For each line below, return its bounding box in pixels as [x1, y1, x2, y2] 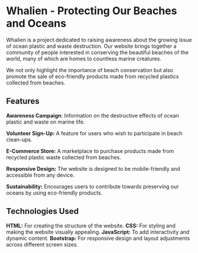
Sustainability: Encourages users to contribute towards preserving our [6, 183, 179, 190]
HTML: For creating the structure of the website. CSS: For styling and [6, 222, 176, 229]
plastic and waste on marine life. [6, 118, 85, 125]
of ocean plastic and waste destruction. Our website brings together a [6, 43, 177, 50]
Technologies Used [6, 206, 79, 216]
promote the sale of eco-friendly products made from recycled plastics [6, 73, 179, 80]
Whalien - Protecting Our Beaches [6, 4, 177, 18]
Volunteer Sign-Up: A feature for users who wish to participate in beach [6, 129, 183, 137]
